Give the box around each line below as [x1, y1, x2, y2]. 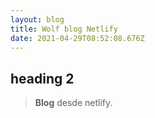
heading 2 [10, 70, 75, 87]
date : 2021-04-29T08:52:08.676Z [10, 33, 145, 43]
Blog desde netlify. [34, 97, 113, 109]
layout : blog [10, 14, 65, 25]
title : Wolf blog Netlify [10, 24, 118, 34]
